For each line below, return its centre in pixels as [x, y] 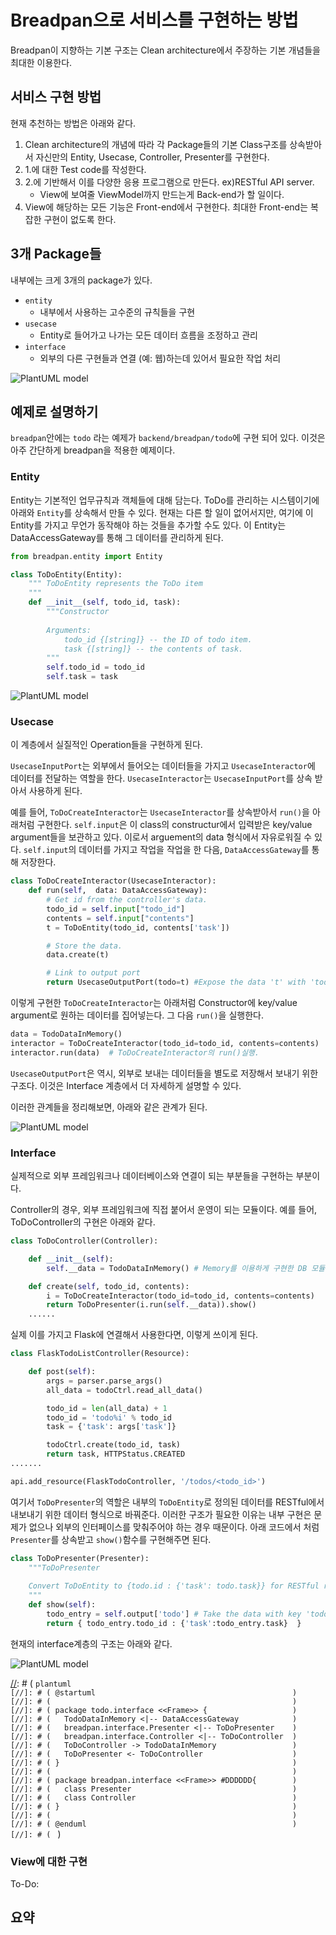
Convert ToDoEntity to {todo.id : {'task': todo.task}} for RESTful [174, 1586]
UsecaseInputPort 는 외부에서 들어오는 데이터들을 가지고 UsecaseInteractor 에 [163, 766]
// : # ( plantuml [41, 1683]
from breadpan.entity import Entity [86, 556]
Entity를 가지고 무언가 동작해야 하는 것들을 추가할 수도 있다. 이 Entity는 [148, 525]
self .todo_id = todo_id [95, 667]
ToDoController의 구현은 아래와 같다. [83, 1222]
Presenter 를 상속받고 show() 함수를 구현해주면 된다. [111, 1539]
